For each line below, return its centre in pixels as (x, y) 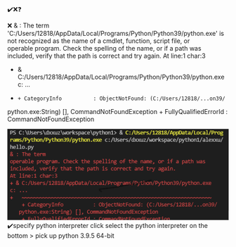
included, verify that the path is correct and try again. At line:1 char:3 (106, 56)
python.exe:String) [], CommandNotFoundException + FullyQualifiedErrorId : (118, 112)
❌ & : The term (28, 25)
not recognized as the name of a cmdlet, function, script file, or (99, 41)
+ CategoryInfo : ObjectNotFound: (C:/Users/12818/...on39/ (122, 99)
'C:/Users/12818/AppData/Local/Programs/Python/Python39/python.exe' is (116, 33)
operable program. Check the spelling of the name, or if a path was (104, 48)
